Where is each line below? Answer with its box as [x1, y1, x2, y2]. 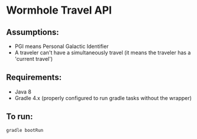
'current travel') [14, 56, 53, 62]
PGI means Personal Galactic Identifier [14, 43, 109, 50]
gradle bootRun [6, 127, 44, 133]
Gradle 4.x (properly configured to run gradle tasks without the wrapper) [14, 94, 192, 101]
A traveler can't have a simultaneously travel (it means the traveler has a [14, 49, 191, 56]
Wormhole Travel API [6, 4, 112, 17]
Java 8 [14, 88, 31, 95]
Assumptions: [6, 27, 59, 37]
